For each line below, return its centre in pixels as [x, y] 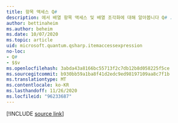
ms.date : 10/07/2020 [33, 35]
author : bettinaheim [33, 23]
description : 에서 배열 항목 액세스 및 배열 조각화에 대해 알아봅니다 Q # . [90, 18]
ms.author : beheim [29, 29]
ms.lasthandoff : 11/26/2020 [42, 91]
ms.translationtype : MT [36, 79]
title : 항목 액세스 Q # [32, 12]
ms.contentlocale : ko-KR [38, 85]
